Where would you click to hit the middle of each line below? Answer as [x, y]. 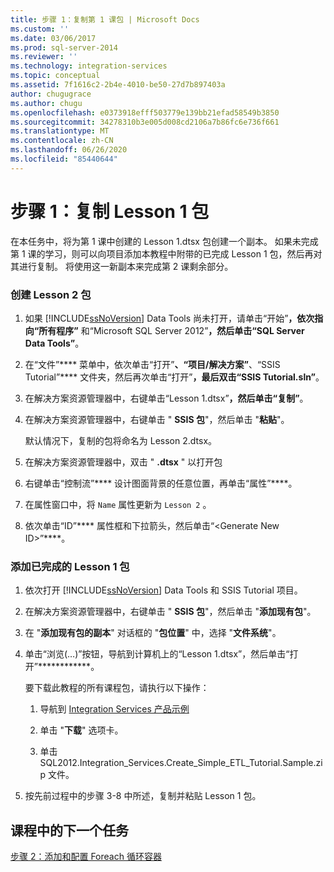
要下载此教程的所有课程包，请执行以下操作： [117, 688]
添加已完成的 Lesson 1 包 [70, 566]
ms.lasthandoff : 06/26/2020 [69, 150]
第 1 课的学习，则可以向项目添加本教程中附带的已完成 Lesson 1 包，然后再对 [166, 253]
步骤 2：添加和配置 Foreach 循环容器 [86, 857]
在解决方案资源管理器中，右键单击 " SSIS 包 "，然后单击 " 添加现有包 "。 [170, 612]
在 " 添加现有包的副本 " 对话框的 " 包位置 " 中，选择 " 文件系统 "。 [153, 633]
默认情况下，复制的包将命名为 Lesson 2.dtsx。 [121, 440]
